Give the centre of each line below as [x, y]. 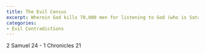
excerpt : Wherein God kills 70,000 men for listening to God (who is [97, 17]
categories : [21, 23]
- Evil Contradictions [35, 28]
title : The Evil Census [37, 12]
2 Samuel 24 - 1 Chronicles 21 [44, 46]
